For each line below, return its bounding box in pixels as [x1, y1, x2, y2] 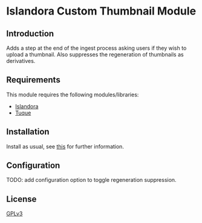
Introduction [6, 28, 54, 39]
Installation [6, 127, 50, 137]
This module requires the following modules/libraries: [6, 91, 139, 98]
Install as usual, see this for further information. [6, 142, 124, 150]
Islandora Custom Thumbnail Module [6, 4, 197, 18]
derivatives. [6, 58, 36, 64]
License [6, 194, 37, 204]
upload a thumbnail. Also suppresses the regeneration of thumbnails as [6, 51, 184, 58]
